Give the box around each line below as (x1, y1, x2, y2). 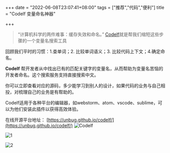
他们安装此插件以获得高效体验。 (14, 106, 81, 112)
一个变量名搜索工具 (26, 37, 67, 44)
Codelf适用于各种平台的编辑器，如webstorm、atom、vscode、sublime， (5, 100, 158, 105)
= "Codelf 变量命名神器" (5, 11, 56, 17)
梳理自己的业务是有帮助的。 (18, 89, 77, 95)
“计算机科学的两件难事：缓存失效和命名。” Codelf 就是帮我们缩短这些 (17, 31, 160, 37)
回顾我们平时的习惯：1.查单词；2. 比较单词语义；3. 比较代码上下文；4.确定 (5, 49, 161, 54)
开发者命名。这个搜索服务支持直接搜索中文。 (5, 72, 99, 78)
